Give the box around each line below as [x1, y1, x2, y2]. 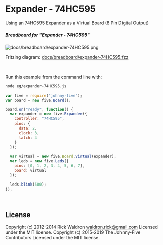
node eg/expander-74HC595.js [5, 83, 67, 89]
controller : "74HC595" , [14, 116, 65, 121]
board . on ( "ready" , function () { [5, 107, 73, 112]
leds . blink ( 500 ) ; [10, 181, 47, 187]
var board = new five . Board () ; [5, 98, 71, 103]
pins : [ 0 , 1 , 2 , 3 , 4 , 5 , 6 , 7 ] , [14, 163, 85, 168]
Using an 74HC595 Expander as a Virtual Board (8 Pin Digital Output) [5, 20, 149, 26]
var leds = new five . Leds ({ [10, 159, 69, 164]
